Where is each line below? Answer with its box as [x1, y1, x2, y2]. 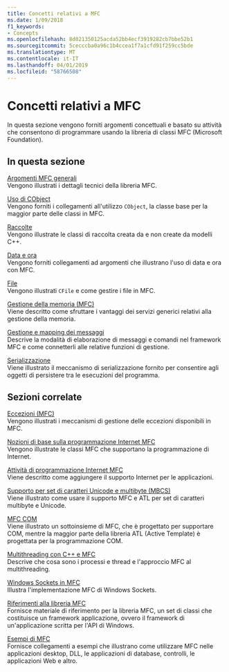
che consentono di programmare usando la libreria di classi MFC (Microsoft [7, 128, 223, 136]
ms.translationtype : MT [7, 49, 76, 56]
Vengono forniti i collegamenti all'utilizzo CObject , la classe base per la [7, 202, 208, 211]
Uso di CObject [7, 195, 51, 203]
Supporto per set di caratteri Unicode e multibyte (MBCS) [7, 486, 171, 495]
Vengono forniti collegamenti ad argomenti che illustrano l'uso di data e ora [7, 258, 221, 267]
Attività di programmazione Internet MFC [7, 466, 123, 475]
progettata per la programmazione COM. [7, 537, 123, 545]
